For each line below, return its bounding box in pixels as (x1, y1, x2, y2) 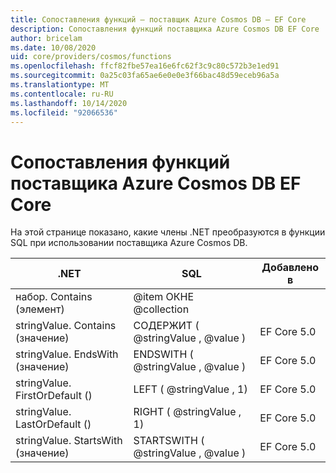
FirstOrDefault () (15, 389, 93, 403)
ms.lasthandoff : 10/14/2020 (10, 98, 128, 108)
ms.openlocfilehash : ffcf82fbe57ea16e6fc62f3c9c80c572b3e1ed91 (10, 61, 280, 71)
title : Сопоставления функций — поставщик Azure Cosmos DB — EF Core (10, 14, 307, 25)
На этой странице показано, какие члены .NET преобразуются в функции (10, 226, 326, 238)
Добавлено (261, 261, 320, 275)
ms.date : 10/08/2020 (10, 42, 97, 53)
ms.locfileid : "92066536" (10, 107, 118, 118)
